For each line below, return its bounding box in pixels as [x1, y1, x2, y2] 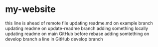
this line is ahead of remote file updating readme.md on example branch [5, 20, 153, 26]
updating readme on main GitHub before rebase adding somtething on [5, 30, 150, 36]
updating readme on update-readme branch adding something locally [5, 25, 149, 31]
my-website [5, 3, 56, 15]
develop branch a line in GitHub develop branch [5, 36, 103, 42]
